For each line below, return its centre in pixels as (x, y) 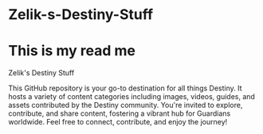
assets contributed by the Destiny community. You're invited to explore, (126, 105)
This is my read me (72, 51)
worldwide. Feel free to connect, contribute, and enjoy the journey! (118, 122)
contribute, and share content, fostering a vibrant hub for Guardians (120, 113)
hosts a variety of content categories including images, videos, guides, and (131, 97)
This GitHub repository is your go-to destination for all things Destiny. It (125, 88)
